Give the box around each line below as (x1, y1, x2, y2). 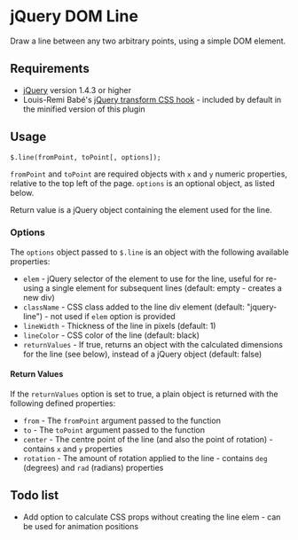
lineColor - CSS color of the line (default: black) (22, 330, 200, 340)
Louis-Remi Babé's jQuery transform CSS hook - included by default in (22, 94, 282, 105)
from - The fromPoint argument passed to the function (22, 415, 221, 427)
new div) (22, 292, 56, 302)
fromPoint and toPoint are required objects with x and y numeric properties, (10, 168, 287, 179)
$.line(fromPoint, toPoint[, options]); (10, 153, 162, 161)
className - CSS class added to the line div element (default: (22, 301, 245, 312)
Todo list (10, 488, 59, 503)
